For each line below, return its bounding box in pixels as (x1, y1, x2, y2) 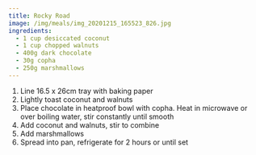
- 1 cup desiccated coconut (15, 34, 111, 43)
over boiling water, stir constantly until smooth (19, 112, 174, 121)
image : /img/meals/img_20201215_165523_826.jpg (8, 19, 172, 27)
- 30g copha (15, 57, 57, 65)
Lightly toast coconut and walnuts (19, 94, 133, 104)
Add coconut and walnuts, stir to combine (19, 120, 160, 129)
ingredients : (8, 27, 52, 35)
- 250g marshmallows (15, 64, 85, 72)
